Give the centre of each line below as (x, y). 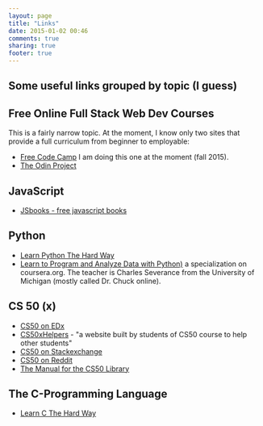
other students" (46, 343)
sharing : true (32, 46)
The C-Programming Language (88, 394)
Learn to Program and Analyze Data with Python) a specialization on (134, 264)
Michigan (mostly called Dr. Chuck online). (90, 281)
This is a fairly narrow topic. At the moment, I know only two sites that (124, 133)
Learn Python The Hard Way (67, 255)
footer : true (30, 53)
